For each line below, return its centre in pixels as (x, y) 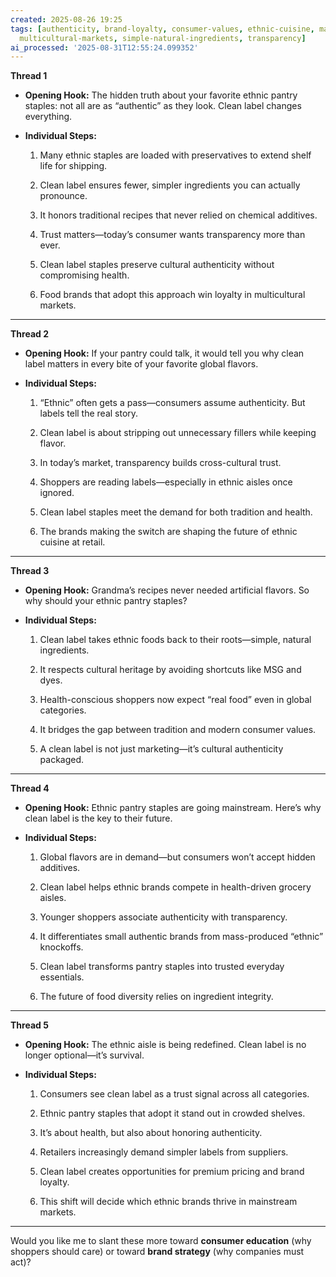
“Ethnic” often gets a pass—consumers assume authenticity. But (172, 403)
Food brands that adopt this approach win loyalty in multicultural (172, 295)
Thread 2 (29, 334)
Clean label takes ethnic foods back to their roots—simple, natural (175, 640)
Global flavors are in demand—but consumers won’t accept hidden (177, 857)
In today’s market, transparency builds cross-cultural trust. (160, 463)
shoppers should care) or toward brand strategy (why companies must (157, 1252)
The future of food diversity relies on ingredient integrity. (156, 997)
